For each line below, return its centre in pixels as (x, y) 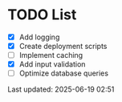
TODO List (42, 15)
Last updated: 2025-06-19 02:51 (61, 89)
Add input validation (52, 64)
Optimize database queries (64, 73)
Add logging (39, 37)
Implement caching (51, 55)
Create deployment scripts (63, 46)
